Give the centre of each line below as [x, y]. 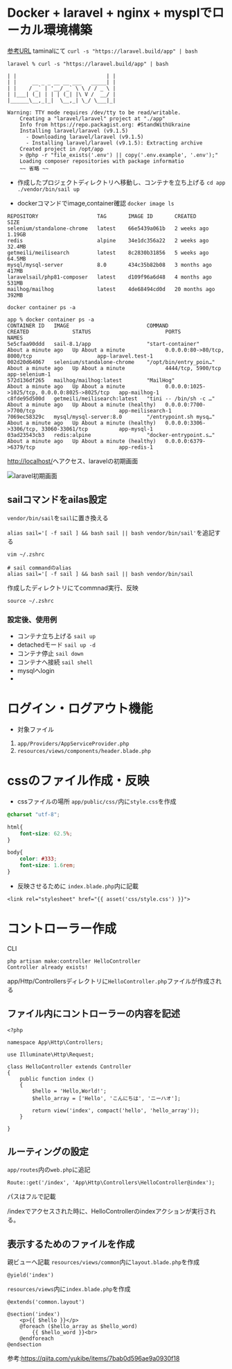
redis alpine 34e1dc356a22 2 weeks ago [108, 240]
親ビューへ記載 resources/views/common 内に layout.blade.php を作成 [103, 1262]
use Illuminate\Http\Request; [51, 1054]
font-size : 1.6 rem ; [48, 865]
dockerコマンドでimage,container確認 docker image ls [96, 203]
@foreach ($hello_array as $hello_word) [79, 1327]
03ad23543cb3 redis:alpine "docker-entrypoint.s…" [111, 435]
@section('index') [34, 1314]
